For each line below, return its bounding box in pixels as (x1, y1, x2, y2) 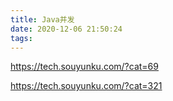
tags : (10, 33, 33, 43)
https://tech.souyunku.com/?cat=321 (10, 80, 163, 92)
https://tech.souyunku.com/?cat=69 (10, 61, 159, 73)
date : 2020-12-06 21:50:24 (10, 24, 123, 34)
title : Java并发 (10, 14, 75, 25)
